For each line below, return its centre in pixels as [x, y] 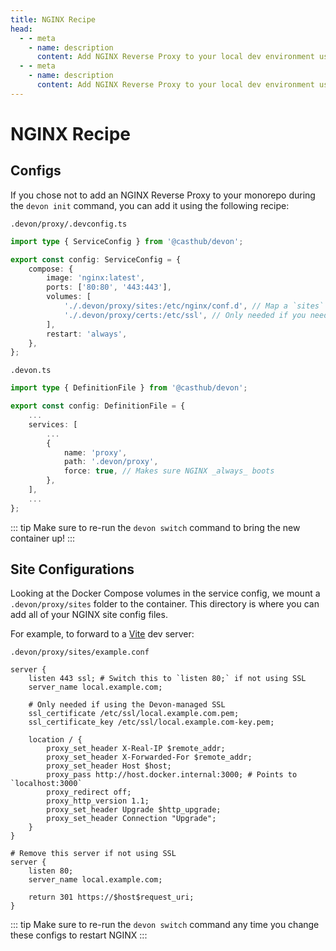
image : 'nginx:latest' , [95, 278]
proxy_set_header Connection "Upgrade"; [131, 819]
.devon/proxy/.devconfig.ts [69, 224]
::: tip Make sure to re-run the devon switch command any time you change [165, 925]
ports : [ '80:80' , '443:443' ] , [109, 287]
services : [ [53, 424]
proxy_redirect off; [89, 792]
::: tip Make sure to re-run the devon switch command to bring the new [155, 527]
